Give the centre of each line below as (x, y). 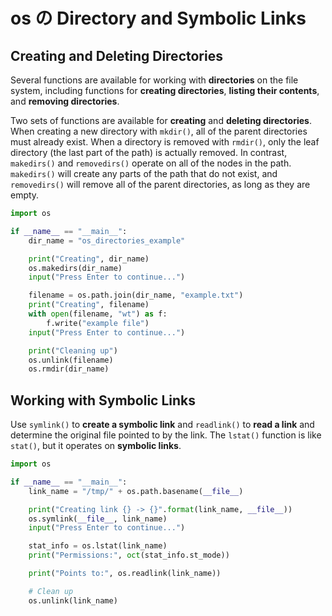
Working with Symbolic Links (103, 400)
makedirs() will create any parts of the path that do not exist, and (144, 173)
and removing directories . (65, 101)
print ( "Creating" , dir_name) (89, 259)
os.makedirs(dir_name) (75, 268)
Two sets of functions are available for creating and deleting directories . (161, 120)
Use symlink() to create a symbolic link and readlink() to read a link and (162, 425)
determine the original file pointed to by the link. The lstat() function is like (166, 435)
